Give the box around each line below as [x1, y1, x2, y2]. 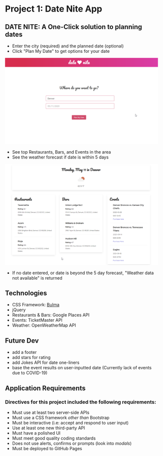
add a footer [12, 349, 37, 355]
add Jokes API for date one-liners [12, 360, 80, 365]
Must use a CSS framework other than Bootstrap [12, 414, 110, 420]
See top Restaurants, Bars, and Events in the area [12, 149, 111, 155]
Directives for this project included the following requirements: [5, 398, 157, 405]
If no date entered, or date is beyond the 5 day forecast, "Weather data [12, 270, 154, 276]
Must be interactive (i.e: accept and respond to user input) [12, 420, 129, 425]
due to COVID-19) [12, 370, 48, 376]
